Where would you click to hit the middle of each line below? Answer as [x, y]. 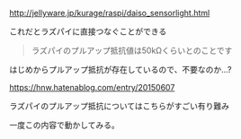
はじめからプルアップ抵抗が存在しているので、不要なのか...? [120, 69]
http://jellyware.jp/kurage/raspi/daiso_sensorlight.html [110, 13]
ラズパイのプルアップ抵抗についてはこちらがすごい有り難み [120, 106]
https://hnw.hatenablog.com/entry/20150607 [92, 87]
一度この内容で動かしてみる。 [64, 125]
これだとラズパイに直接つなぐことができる [88, 31]
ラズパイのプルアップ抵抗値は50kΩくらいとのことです [132, 50]
